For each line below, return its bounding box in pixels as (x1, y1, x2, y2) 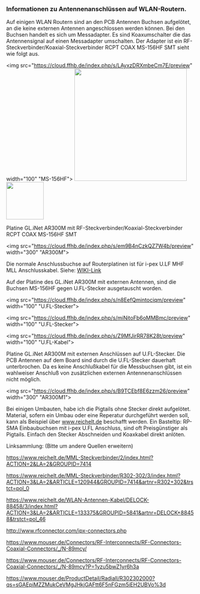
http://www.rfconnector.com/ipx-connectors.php (6, 527, 127, 535)
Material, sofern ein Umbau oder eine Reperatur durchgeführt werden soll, (6, 412, 190, 419)
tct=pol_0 (6, 485, 30, 492)
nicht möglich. (6, 376, 41, 383)
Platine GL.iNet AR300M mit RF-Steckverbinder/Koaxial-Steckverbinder (6, 224, 183, 232)
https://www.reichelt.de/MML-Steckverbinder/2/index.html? (6, 454, 154, 462)
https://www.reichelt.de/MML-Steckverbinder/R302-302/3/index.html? (6, 472, 181, 480)
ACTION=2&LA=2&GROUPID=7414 (6, 460, 92, 468)
